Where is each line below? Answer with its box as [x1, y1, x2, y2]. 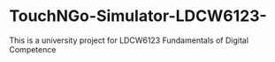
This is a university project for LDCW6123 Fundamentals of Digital [9, 35, 249, 45]
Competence [9, 44, 57, 54]
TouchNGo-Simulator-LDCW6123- [9, 6, 267, 26]
